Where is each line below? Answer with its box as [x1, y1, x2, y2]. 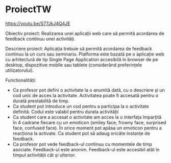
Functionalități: [5, 77, 37, 83]
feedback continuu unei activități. [5, 36, 76, 42]
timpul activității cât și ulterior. [12, 152, 76, 158]
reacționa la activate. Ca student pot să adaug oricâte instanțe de [12, 130, 151, 136]
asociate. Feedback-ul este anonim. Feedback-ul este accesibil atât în [12, 146, 160, 152]
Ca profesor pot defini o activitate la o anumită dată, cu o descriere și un [12, 87, 165, 93]
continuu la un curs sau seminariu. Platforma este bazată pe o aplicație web [5, 51, 164, 57]
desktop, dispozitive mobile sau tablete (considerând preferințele [5, 62, 142, 68]
